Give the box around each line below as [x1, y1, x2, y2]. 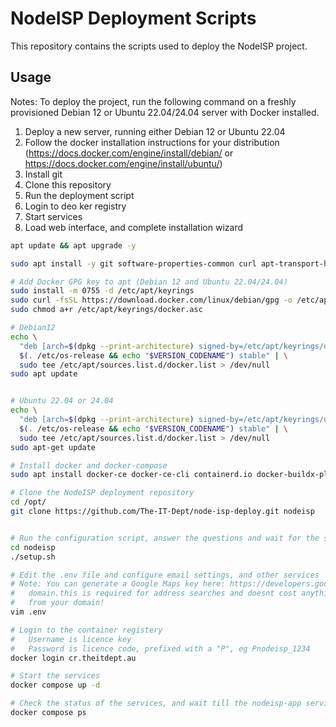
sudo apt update [10, 369, 78, 379]
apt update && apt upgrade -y [10, 240, 137, 251]
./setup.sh [10, 552, 56, 562]
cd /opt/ [10, 497, 47, 507]
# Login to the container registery [10, 625, 163, 635]
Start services [24, 210, 83, 222]
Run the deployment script [24, 189, 135, 201]
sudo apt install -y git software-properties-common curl [10, 258, 257, 269]
